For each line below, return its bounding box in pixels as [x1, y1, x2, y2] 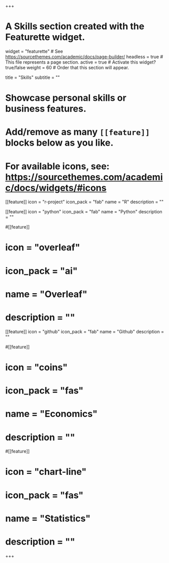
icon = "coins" [5, 361, 68, 373]
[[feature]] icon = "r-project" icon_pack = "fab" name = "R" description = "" [5, 199, 164, 205]
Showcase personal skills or [5, 92, 127, 104]
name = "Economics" [5, 408, 98, 420]
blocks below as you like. [5, 137, 114, 149]
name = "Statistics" [5, 513, 91, 524]
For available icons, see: [5, 160, 110, 172]
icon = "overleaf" [5, 242, 80, 254]
